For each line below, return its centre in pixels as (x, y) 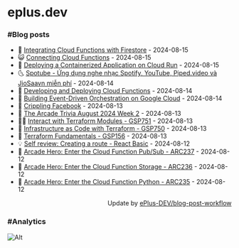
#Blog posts (28, 35)
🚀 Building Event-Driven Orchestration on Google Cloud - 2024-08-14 (120, 98)
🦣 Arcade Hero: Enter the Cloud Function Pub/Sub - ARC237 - (108, 152)
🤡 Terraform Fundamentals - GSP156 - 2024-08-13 (92, 136)
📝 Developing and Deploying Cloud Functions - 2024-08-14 (105, 91)
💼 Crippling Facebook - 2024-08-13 (70, 106)
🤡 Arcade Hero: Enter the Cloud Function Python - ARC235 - (106, 182)
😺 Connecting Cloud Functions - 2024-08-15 (84, 58)
